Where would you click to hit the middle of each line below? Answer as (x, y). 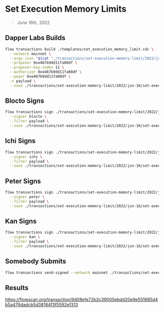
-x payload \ (23, 81)
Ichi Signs (20, 141)
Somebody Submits (36, 261)
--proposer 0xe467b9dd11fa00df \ (43, 63)
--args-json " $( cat (29, 58)
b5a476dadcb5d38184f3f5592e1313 (41, 305)
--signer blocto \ (28, 117)
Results (17, 288)
